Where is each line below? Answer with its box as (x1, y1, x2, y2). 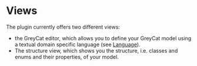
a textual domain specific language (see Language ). (14, 41, 141, 48)
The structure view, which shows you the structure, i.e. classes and (14, 47, 178, 54)
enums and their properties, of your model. (14, 53, 119, 60)
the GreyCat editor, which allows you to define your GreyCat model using (14, 34, 192, 41)
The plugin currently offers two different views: (6, 23, 121, 30)
